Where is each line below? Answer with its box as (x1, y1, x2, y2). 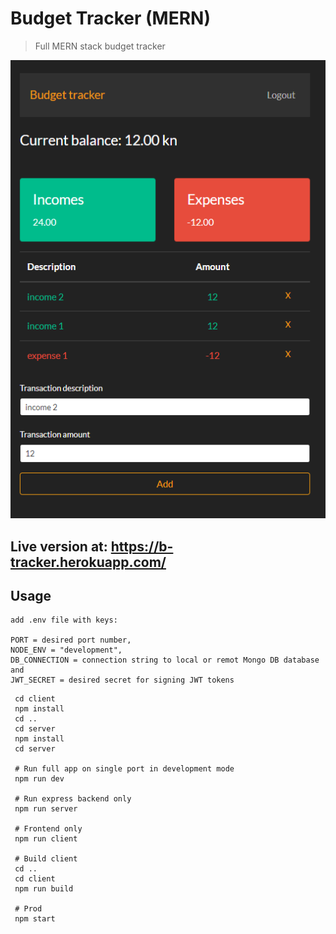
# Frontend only (14, 824, 83, 834)
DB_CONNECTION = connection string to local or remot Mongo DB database (10, 655, 320, 666)
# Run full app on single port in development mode (14, 764, 235, 774)
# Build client (14, 854, 78, 864)
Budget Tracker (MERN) (10, 7, 211, 30)
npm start (14, 914, 56, 924)
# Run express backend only (14, 794, 132, 804)
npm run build (14, 884, 74, 894)
